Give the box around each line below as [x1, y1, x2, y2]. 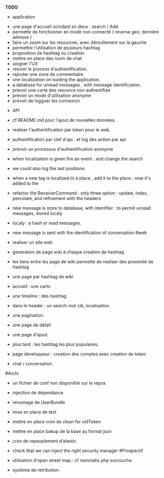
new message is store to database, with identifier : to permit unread [12, 205, 151, 211]
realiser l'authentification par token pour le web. [12, 127, 111, 133]
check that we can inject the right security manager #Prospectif [12, 448, 143, 454]
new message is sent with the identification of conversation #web [12, 230, 147, 236]
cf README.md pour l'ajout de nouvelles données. [12, 117, 116, 123]
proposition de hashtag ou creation [12, 50, 84, 56]
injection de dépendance [12, 390, 64, 396]
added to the [12, 181, 39, 186]
